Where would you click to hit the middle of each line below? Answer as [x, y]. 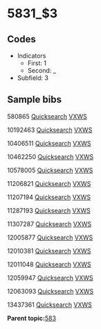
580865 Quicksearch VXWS [47, 116]
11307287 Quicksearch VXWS [49, 223]
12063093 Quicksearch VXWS [50, 291]
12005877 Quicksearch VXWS [50, 237]
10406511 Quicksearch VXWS [49, 143]
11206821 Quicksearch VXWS [49, 183]
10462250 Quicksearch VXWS [50, 157]
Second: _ [42, 70]
